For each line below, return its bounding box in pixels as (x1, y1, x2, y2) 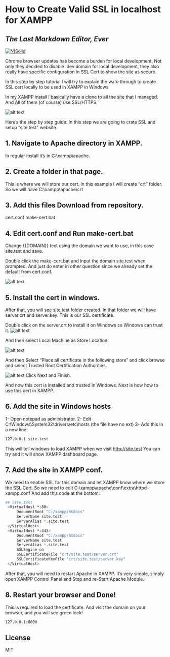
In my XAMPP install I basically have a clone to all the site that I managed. (5, 94, 158, 100)
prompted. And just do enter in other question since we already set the (5, 263, 153, 270)
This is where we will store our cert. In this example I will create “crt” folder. (5, 181, 162, 187)
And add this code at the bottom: (31, 490, 100, 496)
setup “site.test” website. (5, 125, 58, 130)
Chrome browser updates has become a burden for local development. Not (5, 58, 162, 64)
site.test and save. (5, 248, 44, 254)
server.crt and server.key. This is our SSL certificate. (5, 312, 115, 318)
